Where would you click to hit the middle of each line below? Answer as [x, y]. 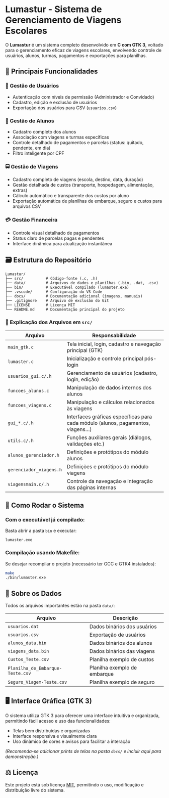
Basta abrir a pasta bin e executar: [41, 531]
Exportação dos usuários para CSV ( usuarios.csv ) [65, 108]
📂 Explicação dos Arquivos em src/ [49, 322]
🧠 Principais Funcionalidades [52, 72]
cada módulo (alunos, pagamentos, [108, 423]
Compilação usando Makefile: [43, 553]
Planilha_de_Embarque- [35, 668]
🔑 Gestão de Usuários [32, 86]
